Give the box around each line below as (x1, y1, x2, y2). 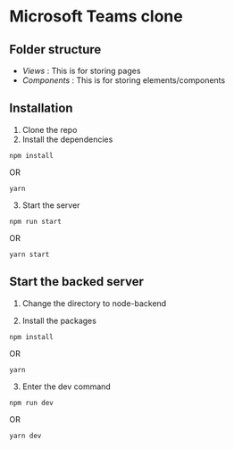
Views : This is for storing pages (21, 65, 141, 76)
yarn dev (9, 431, 42, 440)
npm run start (9, 217, 63, 226)
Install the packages (21, 315, 96, 326)
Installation (9, 101, 73, 116)
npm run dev (9, 398, 54, 407)
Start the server (21, 199, 80, 211)
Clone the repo (21, 124, 78, 135)
